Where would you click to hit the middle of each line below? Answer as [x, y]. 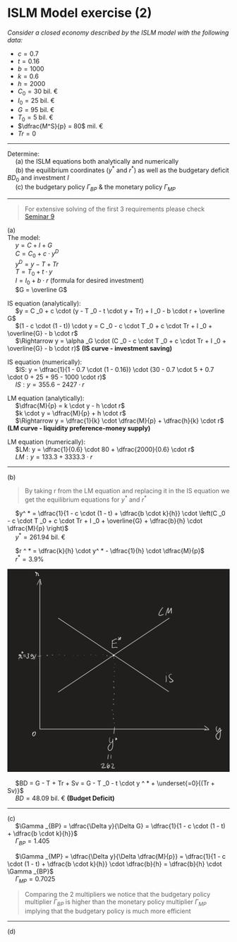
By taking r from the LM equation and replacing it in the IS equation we [127, 491]
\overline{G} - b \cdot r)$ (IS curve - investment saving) [90, 349]
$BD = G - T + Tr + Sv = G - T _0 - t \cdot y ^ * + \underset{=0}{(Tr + [115, 783]
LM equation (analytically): [46, 398]
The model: [24, 237]
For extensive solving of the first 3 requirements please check [115, 209]
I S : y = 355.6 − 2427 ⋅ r [50, 385]
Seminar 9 [39, 216]
